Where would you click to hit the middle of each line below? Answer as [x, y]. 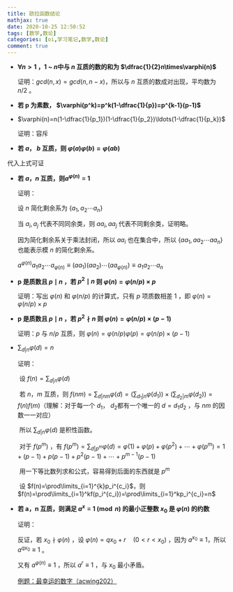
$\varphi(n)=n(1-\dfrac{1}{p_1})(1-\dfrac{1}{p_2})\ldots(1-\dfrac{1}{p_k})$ [121, 119]
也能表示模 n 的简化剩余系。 [58, 250]
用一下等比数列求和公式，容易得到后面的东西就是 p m [95, 470]
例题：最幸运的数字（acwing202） [67, 581]
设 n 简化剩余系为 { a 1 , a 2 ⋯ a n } [60, 208]
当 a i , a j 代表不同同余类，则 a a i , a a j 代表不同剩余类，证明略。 [105, 225]
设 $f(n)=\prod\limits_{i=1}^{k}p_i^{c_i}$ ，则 [82, 486]
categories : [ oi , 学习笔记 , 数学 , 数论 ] [58, 40]
